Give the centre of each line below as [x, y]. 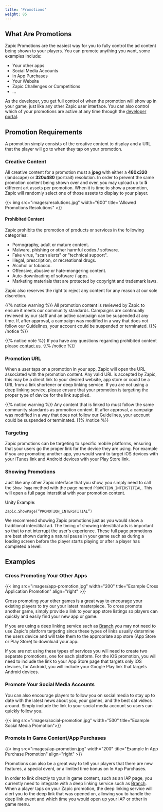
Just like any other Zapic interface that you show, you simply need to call [78, 482]
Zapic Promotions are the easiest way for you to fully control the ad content [81, 46]
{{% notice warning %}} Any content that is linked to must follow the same [80, 405]
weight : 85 [16, 14]
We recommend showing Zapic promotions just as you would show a [74, 520]
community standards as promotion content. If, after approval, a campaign [80, 409]
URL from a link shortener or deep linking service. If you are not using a [77, 384]
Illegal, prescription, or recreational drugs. [54, 260]
